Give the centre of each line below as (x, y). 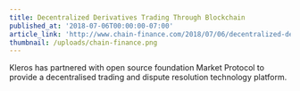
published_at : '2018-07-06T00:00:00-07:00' (92, 26)
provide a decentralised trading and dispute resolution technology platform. (148, 78)
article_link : (36, 34)
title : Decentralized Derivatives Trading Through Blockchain (127, 17)
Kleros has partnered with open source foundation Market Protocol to (137, 68)
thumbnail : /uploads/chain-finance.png (83, 42)
